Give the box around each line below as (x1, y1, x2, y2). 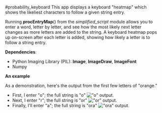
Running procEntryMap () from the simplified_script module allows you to (5, 19, 153, 24)
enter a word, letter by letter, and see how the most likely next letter (5, 24, 142, 30)
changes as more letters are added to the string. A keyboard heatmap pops (5, 29, 157, 35)
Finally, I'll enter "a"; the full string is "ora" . (12, 103, 130, 108)
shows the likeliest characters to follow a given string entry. (5, 9, 125, 15)
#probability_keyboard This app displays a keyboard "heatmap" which (5, 4, 147, 10)
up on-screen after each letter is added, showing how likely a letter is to (5, 34, 151, 40)
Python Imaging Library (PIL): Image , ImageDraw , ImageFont (12, 59, 136, 64)
